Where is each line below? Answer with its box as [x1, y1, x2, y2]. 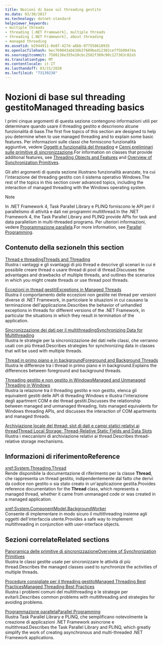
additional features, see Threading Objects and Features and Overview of [5, 154, 152, 160]
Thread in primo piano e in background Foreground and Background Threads [5, 357, 158, 363]
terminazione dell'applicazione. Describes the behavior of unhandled [5, 302, 142, 308]
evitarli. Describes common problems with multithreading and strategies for [5, 594, 155, 600]
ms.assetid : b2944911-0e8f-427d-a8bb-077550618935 [5, 43, 110, 48]
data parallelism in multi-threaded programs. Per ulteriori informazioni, [5, 219, 146, 225]
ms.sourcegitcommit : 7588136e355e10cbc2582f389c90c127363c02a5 [5, 52, 136, 58]
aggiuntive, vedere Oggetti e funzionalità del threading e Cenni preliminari [5, 144, 153, 150]
